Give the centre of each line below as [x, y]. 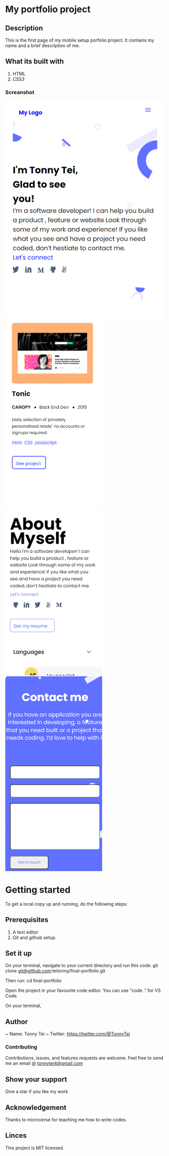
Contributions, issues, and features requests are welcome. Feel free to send [84, 1058]
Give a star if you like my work [37, 1092]
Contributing [21, 1047]
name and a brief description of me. [43, 46]
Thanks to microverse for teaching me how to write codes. [66, 1120]
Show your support [36, 1079]
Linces [16, 1135]
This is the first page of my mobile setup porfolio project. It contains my [80, 40]
